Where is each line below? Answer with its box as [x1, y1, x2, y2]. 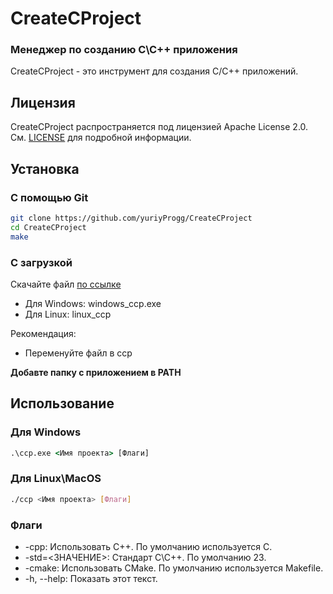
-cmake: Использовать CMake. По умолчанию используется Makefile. [24, 562, 324, 574]
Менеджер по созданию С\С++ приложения [10, 43, 238, 57]
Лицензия [10, 94, 76, 111]
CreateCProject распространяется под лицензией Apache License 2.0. [10, 121, 309, 133]
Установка [10, 160, 80, 177]
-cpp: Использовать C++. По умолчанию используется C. [24, 540, 273, 552]
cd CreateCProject [10, 222, 87, 232]
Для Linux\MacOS [10, 472, 102, 486]
